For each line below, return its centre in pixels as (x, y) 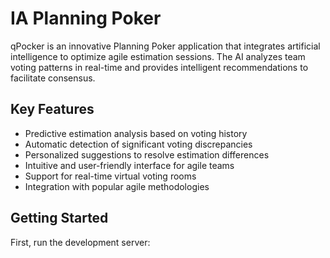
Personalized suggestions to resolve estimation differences (147, 154)
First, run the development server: (80, 242)
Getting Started (59, 218)
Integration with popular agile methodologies (117, 186)
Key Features (52, 109)
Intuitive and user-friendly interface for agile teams (129, 165)
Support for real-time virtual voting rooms (110, 176)
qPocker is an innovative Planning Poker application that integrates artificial (165, 46)
